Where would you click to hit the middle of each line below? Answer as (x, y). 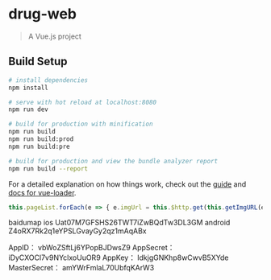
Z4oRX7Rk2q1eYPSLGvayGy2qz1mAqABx (77, 231)
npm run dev (28, 109)
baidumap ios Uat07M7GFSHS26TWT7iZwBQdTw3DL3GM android (119, 223)
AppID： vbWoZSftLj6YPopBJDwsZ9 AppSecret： (92, 248)
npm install (28, 88)
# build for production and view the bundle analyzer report (113, 161)
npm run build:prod (41, 139)
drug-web (43, 14)
